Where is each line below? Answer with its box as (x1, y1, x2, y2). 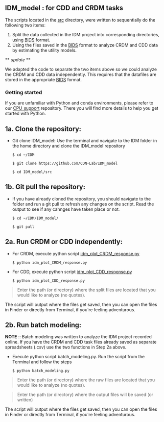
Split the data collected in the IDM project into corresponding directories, (12, 31, 160, 37)
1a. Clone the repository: (5, 124, 82, 133)
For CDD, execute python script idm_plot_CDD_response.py (12, 269, 132, 274)
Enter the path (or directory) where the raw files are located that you (17, 377, 155, 383)
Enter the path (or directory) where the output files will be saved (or (17, 392, 153, 397)
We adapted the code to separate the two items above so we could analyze (5, 66, 157, 72)
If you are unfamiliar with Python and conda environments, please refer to (5, 100, 154, 106)
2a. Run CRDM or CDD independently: (5, 238, 123, 246)
